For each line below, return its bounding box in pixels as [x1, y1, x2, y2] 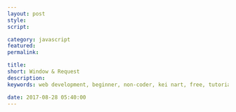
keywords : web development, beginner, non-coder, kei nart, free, [7, 81, 206, 88]
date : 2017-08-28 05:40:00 [7, 94, 86, 101]
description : [7, 74, 46, 81]
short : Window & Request [7, 68, 80, 75]
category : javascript [7, 36, 71, 43]
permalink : [7, 49, 39, 56]
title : [7, 62, 27, 69]
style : [7, 17, 27, 24]
